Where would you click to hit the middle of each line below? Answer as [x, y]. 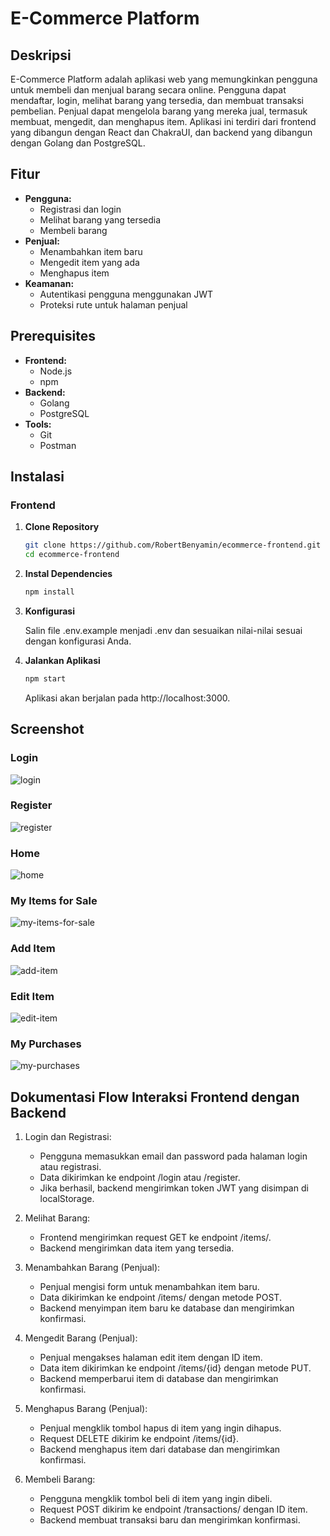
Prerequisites [53, 336]
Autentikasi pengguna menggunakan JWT [126, 294]
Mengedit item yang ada [89, 262]
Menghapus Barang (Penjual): [86, 1409]
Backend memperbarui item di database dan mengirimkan [159, 1379]
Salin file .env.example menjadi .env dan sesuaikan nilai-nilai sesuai [163, 630]
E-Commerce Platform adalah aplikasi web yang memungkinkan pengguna [164, 79]
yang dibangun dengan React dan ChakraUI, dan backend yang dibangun [161, 132]
